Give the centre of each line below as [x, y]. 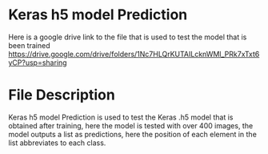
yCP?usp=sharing [38, 63]
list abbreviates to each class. [57, 143]
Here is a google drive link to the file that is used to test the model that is [128, 37]
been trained [29, 45]
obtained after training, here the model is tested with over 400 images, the [131, 125]
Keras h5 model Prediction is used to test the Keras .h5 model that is [121, 117]
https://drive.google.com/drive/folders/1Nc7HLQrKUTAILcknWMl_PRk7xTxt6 [134, 54]
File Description [62, 95]
